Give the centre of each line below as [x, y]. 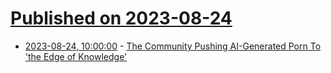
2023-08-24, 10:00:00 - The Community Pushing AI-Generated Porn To [173, 46]
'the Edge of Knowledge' [76, 56]
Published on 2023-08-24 [121, 18]
